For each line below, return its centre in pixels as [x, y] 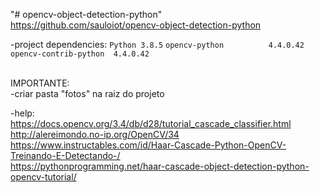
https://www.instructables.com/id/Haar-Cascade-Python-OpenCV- [148, 145]
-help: [22, 113]
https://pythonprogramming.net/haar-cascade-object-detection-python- [160, 166]
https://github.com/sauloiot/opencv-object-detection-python [136, 25]
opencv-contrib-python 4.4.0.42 [80, 54]
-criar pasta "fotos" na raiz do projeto [87, 93]
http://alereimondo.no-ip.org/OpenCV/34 [95, 134]
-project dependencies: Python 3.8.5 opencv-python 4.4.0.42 [157, 44]
